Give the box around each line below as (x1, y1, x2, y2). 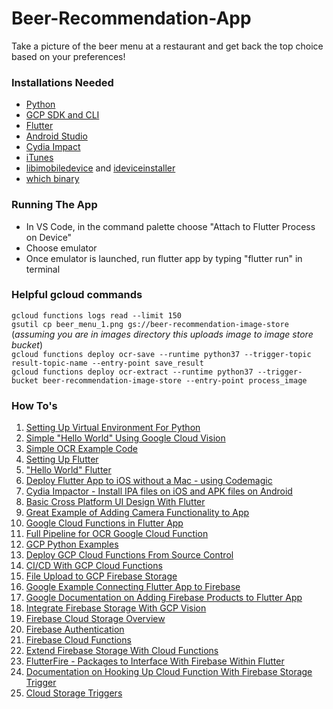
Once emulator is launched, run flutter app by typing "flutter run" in (25, 252, 303, 264)
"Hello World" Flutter (25, 464, 112, 476)
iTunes (25, 152, 54, 164)
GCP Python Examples (25, 538, 119, 551)
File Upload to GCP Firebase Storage (25, 570, 178, 582)
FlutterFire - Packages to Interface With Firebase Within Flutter (25, 655, 285, 667)
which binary (25, 173, 80, 185)
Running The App (11, 198, 98, 212)
